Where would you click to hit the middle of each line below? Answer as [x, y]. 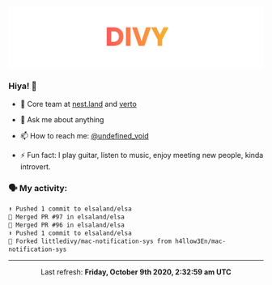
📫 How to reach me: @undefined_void [84, 135]
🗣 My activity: [38, 188]
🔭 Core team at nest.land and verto [79, 104]
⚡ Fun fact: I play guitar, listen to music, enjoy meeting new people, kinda [142, 155]
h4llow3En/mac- [201, 241]
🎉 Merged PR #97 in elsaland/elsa [67, 217]
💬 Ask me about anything [62, 119]
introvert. [35, 166]
